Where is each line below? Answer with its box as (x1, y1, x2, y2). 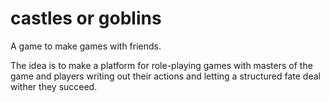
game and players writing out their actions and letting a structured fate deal (10, 70, 321, 82)
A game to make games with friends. (10, 40, 162, 52)
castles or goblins (10, 7, 162, 30)
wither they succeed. (10, 80, 98, 92)
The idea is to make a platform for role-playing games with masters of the (10, 59, 313, 71)
